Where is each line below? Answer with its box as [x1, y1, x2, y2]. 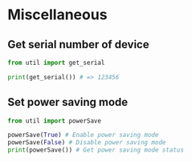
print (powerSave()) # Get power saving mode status [7, 146, 184, 154]
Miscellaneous [7, 6, 108, 24]
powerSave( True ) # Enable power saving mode [7, 131, 159, 140]
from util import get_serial [7, 59, 105, 67]
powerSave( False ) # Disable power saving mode [7, 139, 166, 147]
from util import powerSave [7, 116, 102, 125]
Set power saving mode [7, 95, 129, 109]
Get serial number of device [7, 38, 149, 51]
